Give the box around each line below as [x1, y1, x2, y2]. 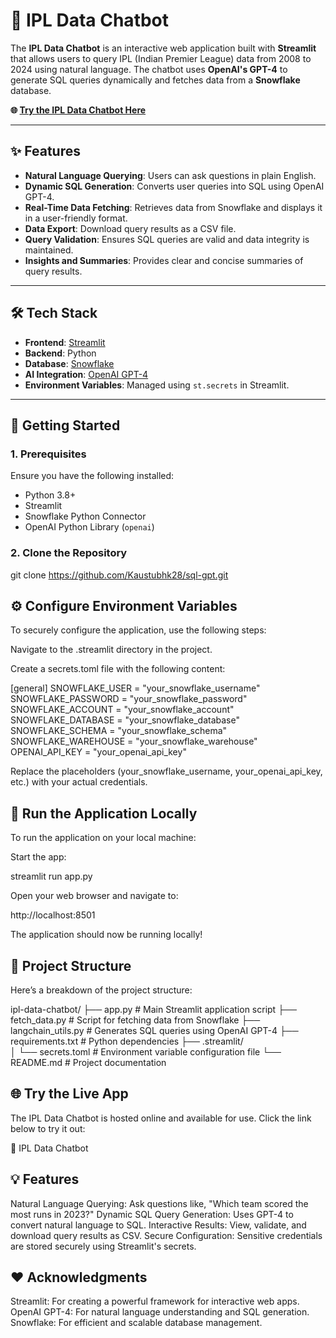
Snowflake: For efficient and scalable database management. [10, 1317, 263, 1329]
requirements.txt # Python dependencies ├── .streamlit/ [10, 1035, 244, 1047]
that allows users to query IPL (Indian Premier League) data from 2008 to [10, 52, 312, 64]
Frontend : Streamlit [24, 336, 106, 348]
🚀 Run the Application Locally [10, 805, 198, 822]
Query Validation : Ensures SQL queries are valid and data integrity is [24, 233, 310, 245]
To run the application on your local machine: [10, 832, 197, 844]
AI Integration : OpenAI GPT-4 [24, 368, 149, 380]
